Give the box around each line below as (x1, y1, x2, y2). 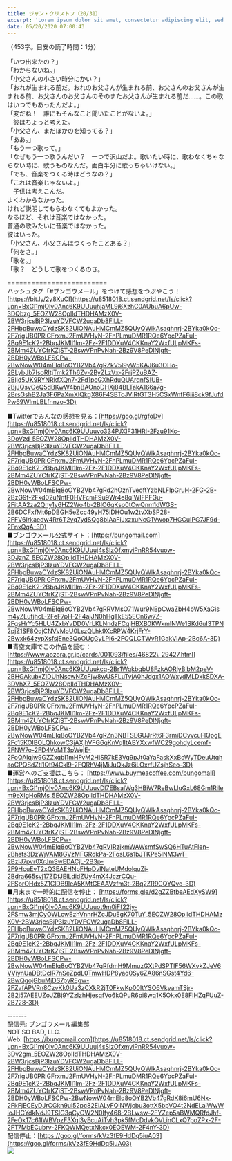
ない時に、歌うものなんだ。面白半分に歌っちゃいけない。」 (12, 161, 180, 170)
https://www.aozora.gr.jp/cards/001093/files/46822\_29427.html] (9, 650, 195, 659)
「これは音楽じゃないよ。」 (7, 179, 83, 187)
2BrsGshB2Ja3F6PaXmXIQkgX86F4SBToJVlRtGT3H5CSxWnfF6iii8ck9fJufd (7, 390, 224, 399)
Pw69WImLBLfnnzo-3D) (7, 398, 77, 406)
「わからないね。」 (7, 66, 59, 75)
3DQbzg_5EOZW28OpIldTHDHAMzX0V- (7, 309, 122, 318)
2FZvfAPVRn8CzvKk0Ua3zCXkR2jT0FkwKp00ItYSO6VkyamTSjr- (7, 984, 193, 992)
